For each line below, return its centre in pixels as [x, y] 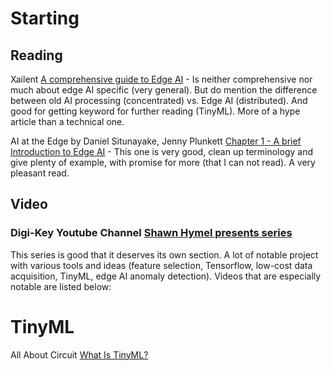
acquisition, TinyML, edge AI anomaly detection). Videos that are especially [166, 276]
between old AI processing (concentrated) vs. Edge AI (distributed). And [159, 100]
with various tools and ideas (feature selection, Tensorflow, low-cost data [161, 265]
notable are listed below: [61, 286]
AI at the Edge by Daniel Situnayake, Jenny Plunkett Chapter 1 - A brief [156, 141]
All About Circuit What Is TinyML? [79, 354]
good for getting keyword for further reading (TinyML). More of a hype [155, 111]
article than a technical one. [67, 121]
